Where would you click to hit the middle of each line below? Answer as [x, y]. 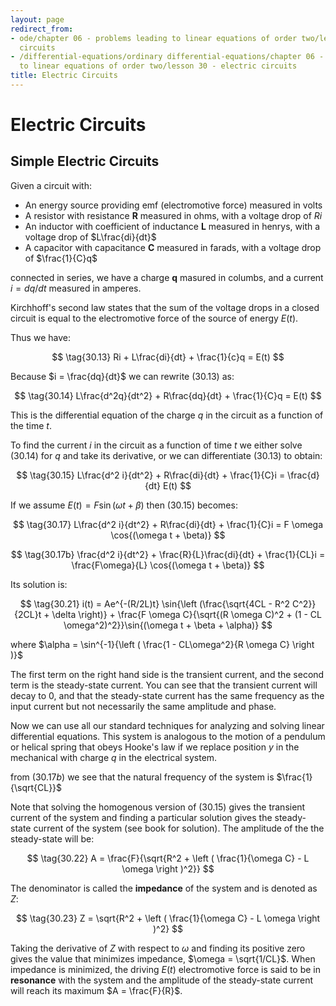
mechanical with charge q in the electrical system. [114, 757]
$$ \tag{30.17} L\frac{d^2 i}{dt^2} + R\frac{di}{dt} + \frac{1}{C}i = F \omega [168, 524]
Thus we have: [40, 337]
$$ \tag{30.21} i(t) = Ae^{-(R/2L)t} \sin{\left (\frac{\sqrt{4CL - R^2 [155, 603]
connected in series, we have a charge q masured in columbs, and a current [167, 277]
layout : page [37, 19]
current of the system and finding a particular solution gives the [141, 817]
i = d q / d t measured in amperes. [76, 288]
